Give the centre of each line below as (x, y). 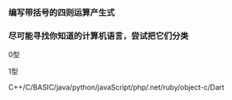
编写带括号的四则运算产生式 (62, 12)
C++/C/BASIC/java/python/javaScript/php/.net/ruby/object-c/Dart (116, 87)
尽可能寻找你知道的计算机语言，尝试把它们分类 (98, 36)
